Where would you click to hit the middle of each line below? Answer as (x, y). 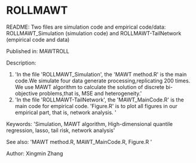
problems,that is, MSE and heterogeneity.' (90, 93)
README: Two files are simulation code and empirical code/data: (86, 27)
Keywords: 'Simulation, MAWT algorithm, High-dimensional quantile (90, 124)
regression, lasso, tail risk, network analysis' (61, 130)
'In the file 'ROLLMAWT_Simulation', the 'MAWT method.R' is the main (101, 74)
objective (26, 93)
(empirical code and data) (38, 39)
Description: (21, 63)
